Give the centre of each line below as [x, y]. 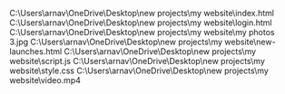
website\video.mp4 [45, 80]
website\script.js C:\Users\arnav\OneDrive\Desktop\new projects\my [138, 61]
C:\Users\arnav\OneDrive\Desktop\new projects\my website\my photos [142, 32]
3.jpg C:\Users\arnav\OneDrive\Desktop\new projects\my [116, 42]
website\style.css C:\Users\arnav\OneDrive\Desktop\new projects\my [139, 70]
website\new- [250, 42]
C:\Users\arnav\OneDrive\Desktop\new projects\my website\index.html [142, 13]
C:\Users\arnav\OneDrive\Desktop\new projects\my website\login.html [141, 23]
